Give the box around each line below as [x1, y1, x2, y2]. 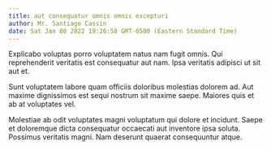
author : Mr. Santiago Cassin [8, 19, 107, 28]
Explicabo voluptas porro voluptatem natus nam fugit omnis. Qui [8, 49, 223, 59]
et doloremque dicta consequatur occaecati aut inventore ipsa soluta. [8, 123, 241, 134]
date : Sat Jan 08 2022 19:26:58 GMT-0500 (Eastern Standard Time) [8, 27, 238, 35]
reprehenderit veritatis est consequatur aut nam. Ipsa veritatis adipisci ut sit [8, 58, 261, 67]
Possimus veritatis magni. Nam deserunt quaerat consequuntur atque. [8, 132, 243, 142]
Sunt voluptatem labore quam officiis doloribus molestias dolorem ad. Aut [8, 82, 254, 92]
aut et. [8, 66, 30, 76]
